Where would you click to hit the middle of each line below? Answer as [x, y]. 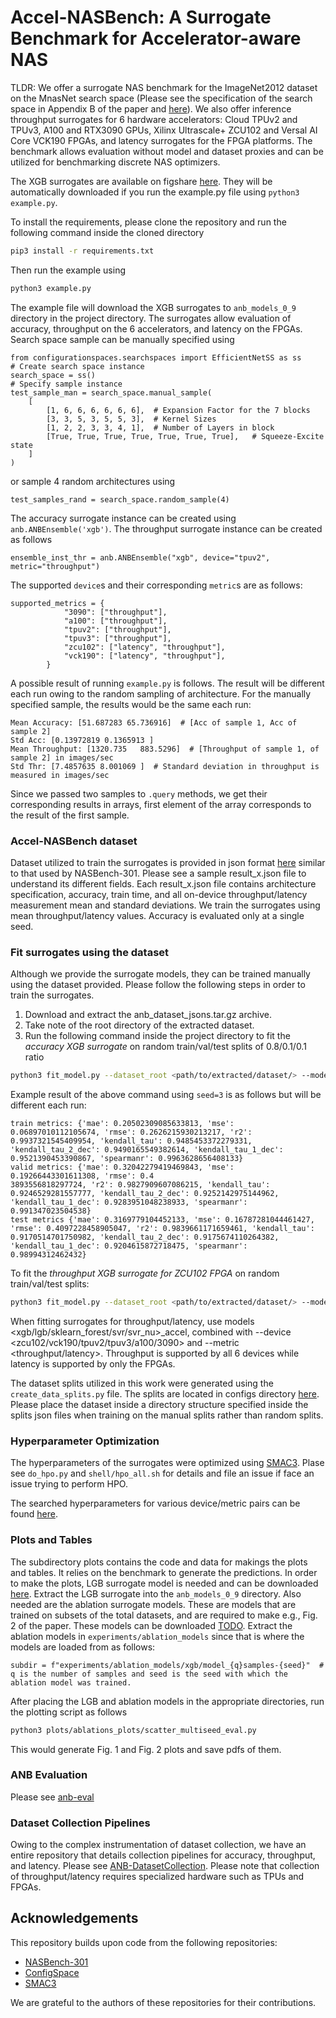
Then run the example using [68, 270]
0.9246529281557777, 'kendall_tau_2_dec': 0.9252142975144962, [145, 1194]
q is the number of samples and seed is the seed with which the [149, 1674]
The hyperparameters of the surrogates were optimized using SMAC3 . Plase [167, 1463]
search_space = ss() [53, 375]
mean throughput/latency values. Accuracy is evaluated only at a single [157, 915]
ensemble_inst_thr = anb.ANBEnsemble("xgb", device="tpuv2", [140, 557]
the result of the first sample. [70, 815]
